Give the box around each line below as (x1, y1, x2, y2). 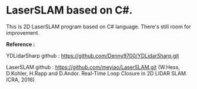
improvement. (6, 29, 40, 36)
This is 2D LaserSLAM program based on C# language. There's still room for (6, 23, 191, 30)
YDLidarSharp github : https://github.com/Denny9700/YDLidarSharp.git (6, 52, 179, 59)
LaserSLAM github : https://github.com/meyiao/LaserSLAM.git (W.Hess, (6, 63, 181, 71)
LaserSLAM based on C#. (6, 4, 133, 17)
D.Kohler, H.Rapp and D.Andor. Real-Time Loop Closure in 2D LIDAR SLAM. (6, 70, 188, 77)
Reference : (6, 41, 35, 48)
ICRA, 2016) (6, 76, 35, 83)
